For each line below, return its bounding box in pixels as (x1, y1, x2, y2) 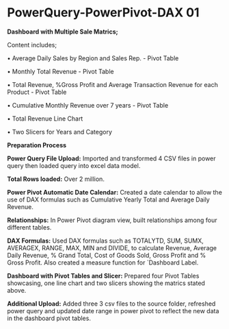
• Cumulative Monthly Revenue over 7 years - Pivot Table (7, 101, 169, 109)
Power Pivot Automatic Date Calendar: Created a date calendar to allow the (7, 188, 222, 196)
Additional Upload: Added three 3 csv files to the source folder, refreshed (7, 300, 216, 308)
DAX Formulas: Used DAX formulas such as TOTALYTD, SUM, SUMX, (7, 236, 204, 245)
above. (7, 286, 27, 294)
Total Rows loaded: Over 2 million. (7, 175, 105, 183)
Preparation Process (7, 141, 67, 149)
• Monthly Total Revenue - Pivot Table (7, 67, 114, 75)
